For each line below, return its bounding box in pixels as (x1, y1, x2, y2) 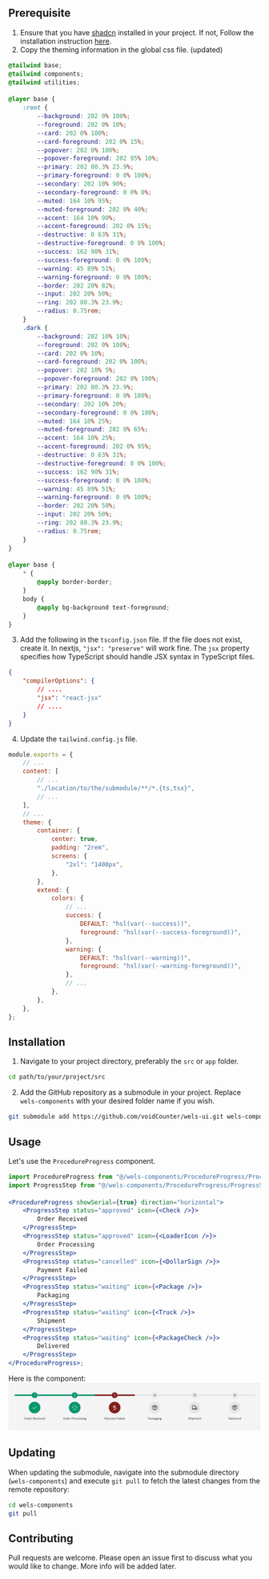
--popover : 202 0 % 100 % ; (37, 146, 120, 154)
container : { (37, 826, 81, 834)
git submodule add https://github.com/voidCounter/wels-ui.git (8, 1112, 224, 1121)
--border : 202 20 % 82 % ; (37, 281, 116, 290)
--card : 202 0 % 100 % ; (37, 129, 110, 137)
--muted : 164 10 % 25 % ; (37, 417, 113, 425)
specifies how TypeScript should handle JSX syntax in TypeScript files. (19, 652, 255, 662)
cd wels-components (8, 1501, 74, 1509)
